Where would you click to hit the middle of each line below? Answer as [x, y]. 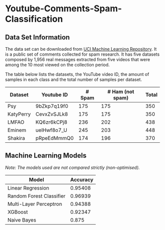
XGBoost [18, 212]
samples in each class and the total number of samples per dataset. [74, 80]
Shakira [16, 138]
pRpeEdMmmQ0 [55, 138]
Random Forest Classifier [37, 196]
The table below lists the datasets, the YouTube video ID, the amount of [77, 74]
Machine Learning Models [46, 156]
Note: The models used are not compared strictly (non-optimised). [72, 167]
